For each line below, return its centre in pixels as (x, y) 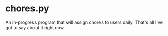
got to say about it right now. (35, 27)
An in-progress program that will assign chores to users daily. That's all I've (84, 22)
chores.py (27, 9)
